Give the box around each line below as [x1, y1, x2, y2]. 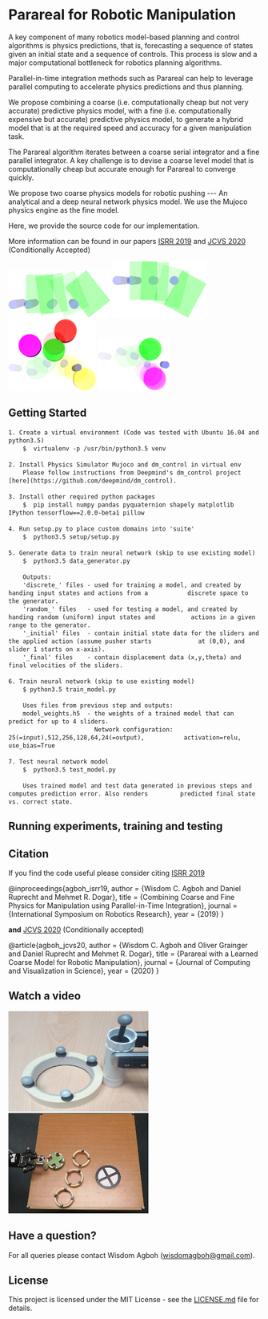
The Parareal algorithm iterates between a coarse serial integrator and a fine [8, 147, 260, 157]
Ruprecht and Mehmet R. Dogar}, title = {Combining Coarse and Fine [8, 892, 235, 902]
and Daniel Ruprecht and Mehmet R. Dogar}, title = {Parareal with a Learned [8, 949, 258, 959]
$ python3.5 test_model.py [22, 765, 116, 774]
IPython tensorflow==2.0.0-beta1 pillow [8, 508, 146, 517]
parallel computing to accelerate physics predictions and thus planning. [8, 82, 244, 92]
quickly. [8, 173, 34, 182]
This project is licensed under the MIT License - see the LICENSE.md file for [8, 1295, 259, 1305]
